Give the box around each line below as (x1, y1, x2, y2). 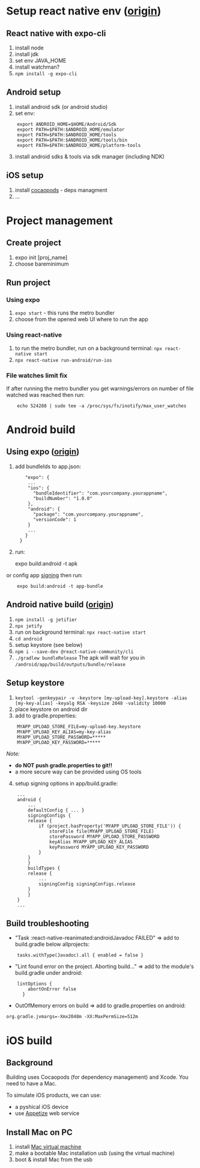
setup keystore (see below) (14, 641, 83, 648)
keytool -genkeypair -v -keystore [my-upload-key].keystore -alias (14, 695, 187, 701)
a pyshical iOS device (14, 1104, 69, 1111)
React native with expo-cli (6, 28, 106, 39)
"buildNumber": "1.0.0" (32, 495, 93, 501)
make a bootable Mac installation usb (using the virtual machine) (14, 1149, 175, 1157)
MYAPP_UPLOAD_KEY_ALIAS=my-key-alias (17, 729, 112, 735)
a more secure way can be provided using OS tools (14, 768, 142, 775)
